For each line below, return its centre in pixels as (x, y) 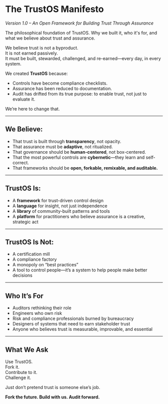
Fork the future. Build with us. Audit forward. (52, 397)
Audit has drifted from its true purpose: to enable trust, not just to (79, 94)
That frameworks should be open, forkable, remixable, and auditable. (85, 168)
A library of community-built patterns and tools (61, 211)
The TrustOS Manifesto (54, 9)
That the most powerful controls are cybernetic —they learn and (78, 157)
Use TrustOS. (19, 362)
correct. (20, 162)
